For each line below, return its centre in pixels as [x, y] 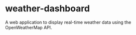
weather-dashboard [48, 9]
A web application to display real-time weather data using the [68, 22]
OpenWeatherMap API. [29, 27]
